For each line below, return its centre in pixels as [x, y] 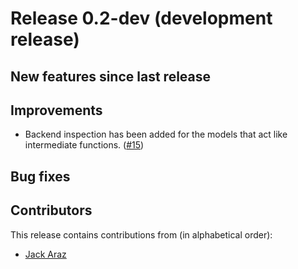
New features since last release [111, 76]
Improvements [56, 110]
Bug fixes [40, 176]
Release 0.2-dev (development [141, 18]
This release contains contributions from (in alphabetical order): [141, 234]
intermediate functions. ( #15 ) [84, 145]
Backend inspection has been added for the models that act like [156, 134]
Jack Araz [45, 254]
